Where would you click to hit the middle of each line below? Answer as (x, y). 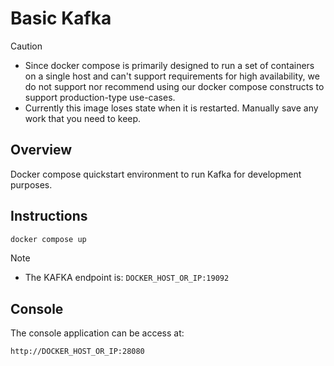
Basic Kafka (61, 18)
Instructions (49, 216)
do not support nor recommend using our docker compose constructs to (174, 86)
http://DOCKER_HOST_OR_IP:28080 (77, 352)
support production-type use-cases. (100, 97)
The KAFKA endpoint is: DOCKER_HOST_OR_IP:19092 (127, 278)
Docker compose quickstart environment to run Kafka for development (156, 174)
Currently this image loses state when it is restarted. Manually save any (171, 108)
